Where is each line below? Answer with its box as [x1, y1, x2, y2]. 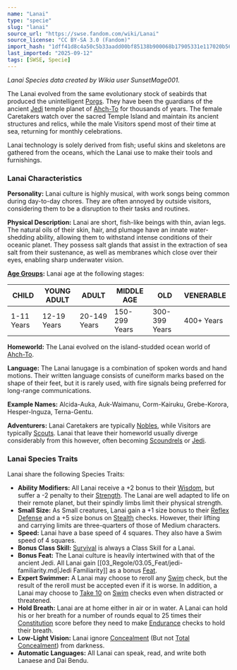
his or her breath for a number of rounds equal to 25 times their [17, 611, 202, 620]
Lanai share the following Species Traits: [7, 470, 125, 478]
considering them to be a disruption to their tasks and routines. [7, 204, 190, 213]
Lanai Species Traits [7, 454, 78, 464]
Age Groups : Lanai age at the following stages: [7, 269, 145, 278]
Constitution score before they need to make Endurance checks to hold [17, 619, 226, 628]
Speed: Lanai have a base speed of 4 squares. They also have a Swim [17, 529, 222, 537]
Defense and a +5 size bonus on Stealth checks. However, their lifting [17, 514, 220, 522]
